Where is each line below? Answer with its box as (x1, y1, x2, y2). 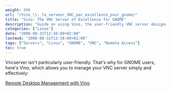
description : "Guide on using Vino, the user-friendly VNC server (5, 21, 149, 27)
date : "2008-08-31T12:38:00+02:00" (5, 31, 81, 36)
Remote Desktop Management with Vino (5, 80, 90, 86)
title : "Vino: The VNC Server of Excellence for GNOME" (5, 17, 126, 22)
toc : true (5, 45, 26, 50)
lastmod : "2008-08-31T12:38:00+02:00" (5, 36, 88, 41)
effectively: (5, 70, 29, 76)
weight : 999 (5, 7, 31, 13)
